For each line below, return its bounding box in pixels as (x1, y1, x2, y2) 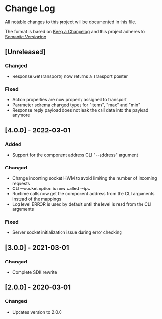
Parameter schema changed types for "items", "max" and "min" (12, 102, 141, 108)
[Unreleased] (5, 48, 46, 56)
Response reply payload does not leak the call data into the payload (12, 107, 149, 113)
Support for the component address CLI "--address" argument (12, 152, 138, 158)
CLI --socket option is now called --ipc (12, 186, 90, 191)
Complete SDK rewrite (12, 269, 57, 275)
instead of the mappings (12, 196, 61, 202)
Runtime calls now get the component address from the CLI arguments (12, 190, 155, 196)
